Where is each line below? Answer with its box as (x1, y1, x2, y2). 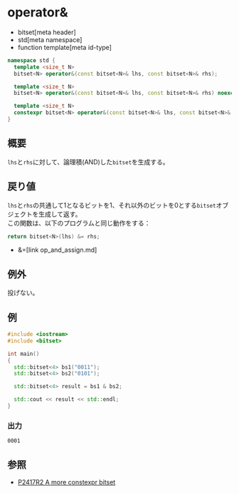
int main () (7, 350, 40, 357)
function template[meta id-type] (17, 43, 112, 51)
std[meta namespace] (17, 35, 83, 44)
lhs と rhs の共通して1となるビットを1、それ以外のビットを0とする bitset (7, 200, 216, 209)
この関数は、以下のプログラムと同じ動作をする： (7, 218, 151, 227)
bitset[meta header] (17, 28, 76, 36)
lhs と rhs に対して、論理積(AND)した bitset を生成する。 (7, 158, 169, 166)
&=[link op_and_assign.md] (17, 245, 97, 254)
